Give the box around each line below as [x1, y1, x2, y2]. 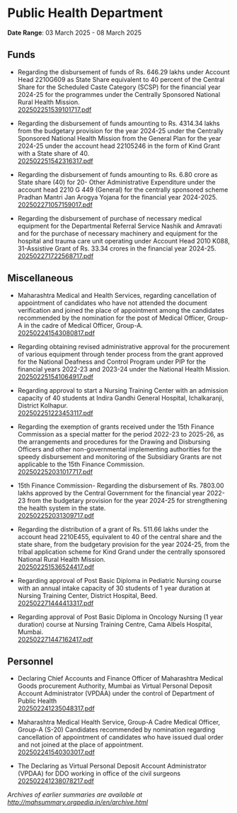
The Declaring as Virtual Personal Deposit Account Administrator [17, 762, 207, 771]
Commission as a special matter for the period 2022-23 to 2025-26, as [17, 429, 224, 438]
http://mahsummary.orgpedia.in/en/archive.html [7, 798, 149, 807]
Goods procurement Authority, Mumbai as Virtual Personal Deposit [17, 681, 212, 691]
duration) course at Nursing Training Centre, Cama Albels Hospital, [17, 620, 213, 628]
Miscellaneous [7, 272, 74, 284]
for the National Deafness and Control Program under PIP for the [17, 357, 207, 366]
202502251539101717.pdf [17, 105, 92, 114]
